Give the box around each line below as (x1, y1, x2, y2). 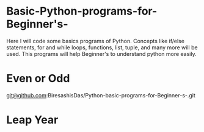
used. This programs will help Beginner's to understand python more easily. (6, 50, 197, 57)
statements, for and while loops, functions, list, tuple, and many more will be (6, 44, 198, 51)
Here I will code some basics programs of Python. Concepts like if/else (6, 37, 185, 44)
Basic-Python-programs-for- (6, 4, 158, 18)
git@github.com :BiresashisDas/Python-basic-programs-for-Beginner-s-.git (6, 91, 195, 99)
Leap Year (6, 113, 59, 127)
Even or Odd (6, 72, 70, 86)
